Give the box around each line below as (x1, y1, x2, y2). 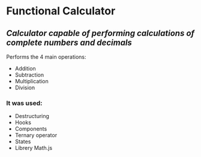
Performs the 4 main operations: (6, 53, 86, 61)
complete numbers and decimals (6, 37, 132, 47)
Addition (14, 65, 36, 72)
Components (14, 125, 47, 132)
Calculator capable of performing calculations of (6, 28, 195, 38)
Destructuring (14, 113, 50, 120)
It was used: (6, 99, 43, 107)
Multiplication (14, 78, 49, 84)
